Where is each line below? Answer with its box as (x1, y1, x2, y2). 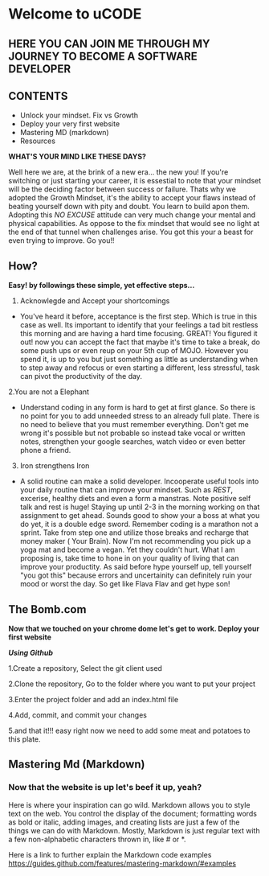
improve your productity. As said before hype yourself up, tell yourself (19, 562, 252, 572)
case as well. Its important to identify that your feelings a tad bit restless (19, 320, 259, 330)
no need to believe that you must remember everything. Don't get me (19, 420, 249, 430)
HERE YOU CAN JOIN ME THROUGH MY (8, 37, 210, 51)
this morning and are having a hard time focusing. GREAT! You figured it (19, 329, 258, 339)
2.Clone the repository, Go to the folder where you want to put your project (8, 679, 255, 689)
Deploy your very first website (19, 119, 120, 129)
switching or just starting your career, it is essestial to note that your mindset (8, 176, 262, 186)
